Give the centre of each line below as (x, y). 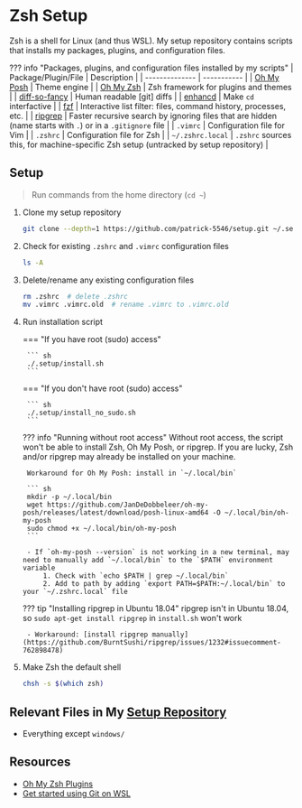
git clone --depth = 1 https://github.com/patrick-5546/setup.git (146, 228)
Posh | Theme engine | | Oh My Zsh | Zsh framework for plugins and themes (151, 87)
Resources (40, 762)
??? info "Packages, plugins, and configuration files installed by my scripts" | (151, 68)
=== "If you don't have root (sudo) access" (102, 388)
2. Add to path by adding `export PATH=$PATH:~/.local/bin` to (164, 584)
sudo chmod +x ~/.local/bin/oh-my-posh (101, 529)
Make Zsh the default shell (72, 667)
